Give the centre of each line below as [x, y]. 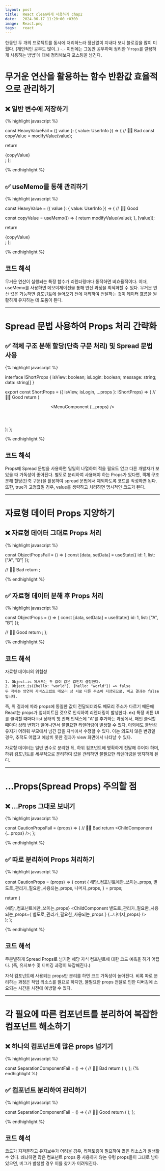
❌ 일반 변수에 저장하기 [37, 109]
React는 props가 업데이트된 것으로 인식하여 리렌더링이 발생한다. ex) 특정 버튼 [79, 713]
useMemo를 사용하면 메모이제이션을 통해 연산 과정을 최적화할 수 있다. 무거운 [79, 287]
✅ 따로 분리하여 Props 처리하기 [50, 859]
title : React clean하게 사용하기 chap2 [44, 14]
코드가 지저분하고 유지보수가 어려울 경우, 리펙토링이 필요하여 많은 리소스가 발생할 [82, 1151]
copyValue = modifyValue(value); [39, 136]
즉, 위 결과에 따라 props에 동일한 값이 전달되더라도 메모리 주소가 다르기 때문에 [80, 706]
